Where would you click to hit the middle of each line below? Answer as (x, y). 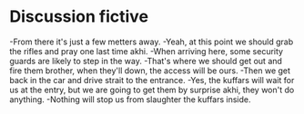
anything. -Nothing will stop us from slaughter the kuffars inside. (131, 99)
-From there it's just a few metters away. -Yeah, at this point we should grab (152, 42)
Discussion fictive (79, 17)
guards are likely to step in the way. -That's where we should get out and (146, 61)
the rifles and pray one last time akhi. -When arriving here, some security (147, 51)
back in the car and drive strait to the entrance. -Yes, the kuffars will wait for (152, 80)
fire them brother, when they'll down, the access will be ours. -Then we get (150, 71)
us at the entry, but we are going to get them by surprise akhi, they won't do (152, 90)
